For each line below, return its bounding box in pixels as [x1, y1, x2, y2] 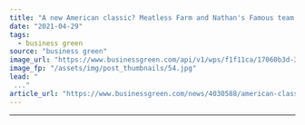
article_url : [9, 89, 59, 98]
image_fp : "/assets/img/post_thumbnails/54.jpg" [9, 64, 197, 73]
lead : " [9, 72, 39, 82]
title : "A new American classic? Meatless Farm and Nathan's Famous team [9, 13, 295, 23]
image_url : [9, 55, 51, 64]
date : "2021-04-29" [9, 22, 84, 31]
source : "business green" [9, 47, 107, 56]
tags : [9, 30, 30, 39]
